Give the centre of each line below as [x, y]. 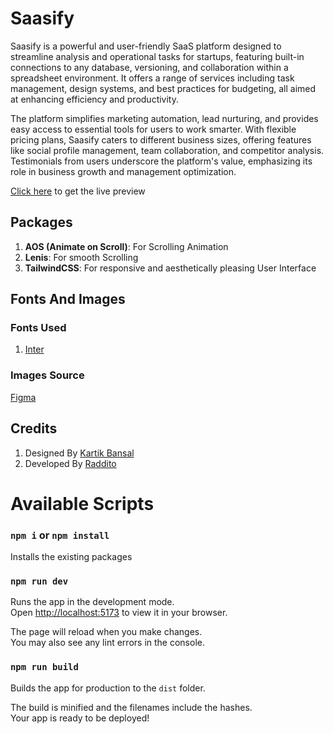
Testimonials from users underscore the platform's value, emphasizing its [161, 161]
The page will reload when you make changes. [106, 632]
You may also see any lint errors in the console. [107, 643]
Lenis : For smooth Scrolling [81, 257]
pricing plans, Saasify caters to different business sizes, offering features [161, 139]
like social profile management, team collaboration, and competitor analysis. [167, 150]
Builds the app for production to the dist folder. [108, 688]
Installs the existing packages [71, 557]
